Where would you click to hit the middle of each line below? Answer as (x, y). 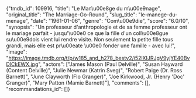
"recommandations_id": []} (38, 89)
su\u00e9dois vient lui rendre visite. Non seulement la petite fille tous (90, 39)
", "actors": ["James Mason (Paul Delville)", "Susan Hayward (110, 64)
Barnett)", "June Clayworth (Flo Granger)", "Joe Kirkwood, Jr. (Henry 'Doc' (95, 76)
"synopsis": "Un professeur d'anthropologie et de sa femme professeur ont (97, 27)
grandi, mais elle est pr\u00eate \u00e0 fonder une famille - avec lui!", (91, 45)
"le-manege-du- (158, 15)
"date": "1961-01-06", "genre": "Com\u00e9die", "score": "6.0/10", (110, 21)
